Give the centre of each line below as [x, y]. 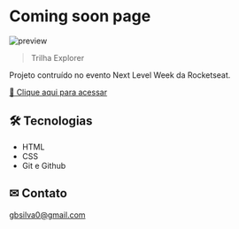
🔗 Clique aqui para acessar [58, 92]
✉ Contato [39, 193]
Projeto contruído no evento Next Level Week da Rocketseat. [120, 75]
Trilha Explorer [58, 57]
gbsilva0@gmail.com [47, 215]
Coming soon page [80, 16]
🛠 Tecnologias [51, 121]
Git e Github [44, 165]
